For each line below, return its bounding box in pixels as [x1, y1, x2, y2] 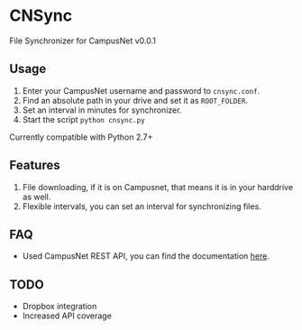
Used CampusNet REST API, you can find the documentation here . [22, 251, 270, 261]
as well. [22, 191, 51, 202]
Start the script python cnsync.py [22, 114, 146, 124]
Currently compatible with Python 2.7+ [9, 132, 153, 142]
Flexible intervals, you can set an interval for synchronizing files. [22, 200, 261, 212]
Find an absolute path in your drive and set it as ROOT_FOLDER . [22, 95, 248, 105]
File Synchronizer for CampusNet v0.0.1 [9, 35, 156, 46]
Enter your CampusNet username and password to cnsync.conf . [22, 85, 261, 96]
